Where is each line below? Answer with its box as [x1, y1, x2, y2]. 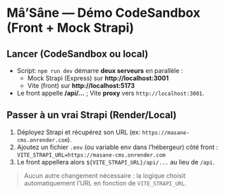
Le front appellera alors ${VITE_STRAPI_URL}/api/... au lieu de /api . [16, 157, 215, 166]
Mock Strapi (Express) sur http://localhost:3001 [27, 74, 169, 82]
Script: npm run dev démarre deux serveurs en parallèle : [16, 67, 183, 75]
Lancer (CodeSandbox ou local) [6, 48, 149, 60]
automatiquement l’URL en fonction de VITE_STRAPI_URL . [23, 179, 187, 187]
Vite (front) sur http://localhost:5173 [27, 82, 135, 89]
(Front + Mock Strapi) [6, 20, 135, 36]
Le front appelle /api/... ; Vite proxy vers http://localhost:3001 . [16, 89, 205, 97]
